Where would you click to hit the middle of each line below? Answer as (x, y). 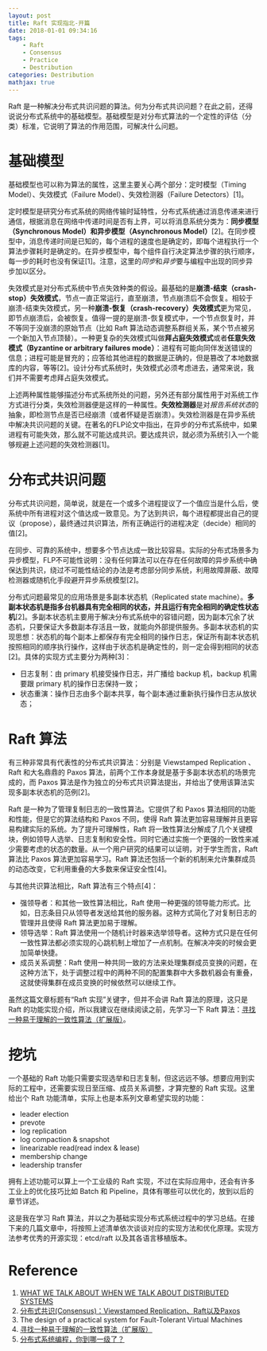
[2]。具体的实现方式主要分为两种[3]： (70, 657)
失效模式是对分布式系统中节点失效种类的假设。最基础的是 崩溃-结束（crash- (132, 289)
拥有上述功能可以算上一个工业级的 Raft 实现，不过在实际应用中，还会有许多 (132, 1181)
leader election (44, 1114)
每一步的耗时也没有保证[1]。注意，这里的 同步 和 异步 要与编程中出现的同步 (127, 261)
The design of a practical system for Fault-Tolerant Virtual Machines (131, 1320)
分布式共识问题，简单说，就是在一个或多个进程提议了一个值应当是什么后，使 (133, 504)
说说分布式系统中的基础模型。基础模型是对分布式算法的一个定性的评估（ (126, 116)
